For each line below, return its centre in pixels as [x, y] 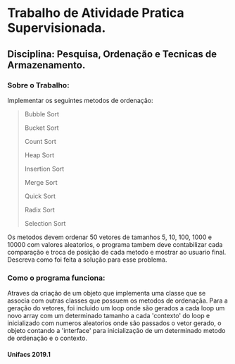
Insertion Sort [44, 169]
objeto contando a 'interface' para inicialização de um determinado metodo [116, 331]
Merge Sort [41, 182]
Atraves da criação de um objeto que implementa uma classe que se [107, 293]
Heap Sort [39, 155]
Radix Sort [39, 210]
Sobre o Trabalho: [38, 85]
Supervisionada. [57, 28]
